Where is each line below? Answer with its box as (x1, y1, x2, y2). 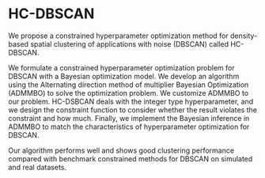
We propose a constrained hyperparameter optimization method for (8, 31, 229, 40)
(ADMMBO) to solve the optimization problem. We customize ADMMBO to (8, 88, 249, 97)
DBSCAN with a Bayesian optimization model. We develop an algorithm (8, 71, 240, 81)
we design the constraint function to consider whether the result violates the (8, 104, 257, 115)
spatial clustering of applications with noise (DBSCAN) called (30, 39, 229, 48)
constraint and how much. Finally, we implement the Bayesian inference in (8, 113, 250, 123)
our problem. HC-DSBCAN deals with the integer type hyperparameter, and (8, 97, 254, 106)
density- (229, 31, 258, 40)
